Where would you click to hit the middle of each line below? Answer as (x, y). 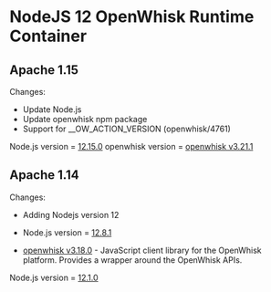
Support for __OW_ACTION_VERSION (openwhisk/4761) (126, 129)
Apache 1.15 (44, 70)
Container (48, 36)
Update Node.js (52, 109)
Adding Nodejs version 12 (71, 214)
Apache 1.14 (44, 175)
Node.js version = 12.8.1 (67, 232)
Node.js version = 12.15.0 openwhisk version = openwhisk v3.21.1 (131, 146)
